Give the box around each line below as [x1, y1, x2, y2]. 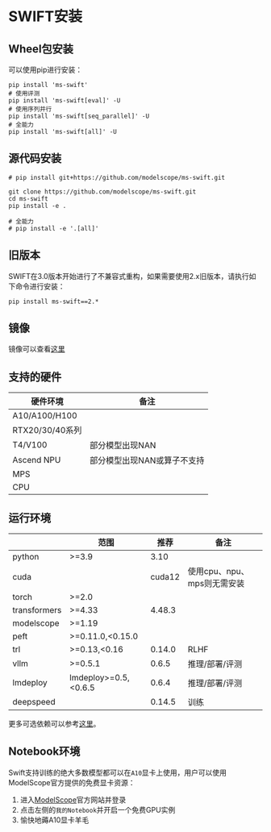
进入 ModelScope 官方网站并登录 [19, 795, 127, 805]
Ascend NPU [12, 455, 61, 466]
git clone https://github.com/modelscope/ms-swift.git [8, 187, 197, 196]
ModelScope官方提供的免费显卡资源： [8, 777, 135, 787]
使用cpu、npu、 [187, 566, 249, 577]
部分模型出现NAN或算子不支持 [90, 455, 205, 466]
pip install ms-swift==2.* [8, 297, 99, 306]
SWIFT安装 [8, 7, 83, 26]
